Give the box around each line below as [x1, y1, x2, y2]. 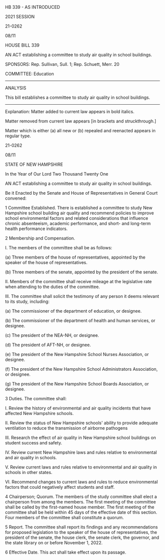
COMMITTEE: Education [5, 71, 54, 77]
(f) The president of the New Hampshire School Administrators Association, [5, 366, 158, 372]
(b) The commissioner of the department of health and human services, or [5, 318, 156, 324]
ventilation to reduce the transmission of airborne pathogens [5, 425, 128, 431]
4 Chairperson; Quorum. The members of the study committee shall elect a [5, 494, 157, 500]
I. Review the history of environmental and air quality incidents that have [5, 405, 151, 411]
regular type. [5, 133, 31, 139]
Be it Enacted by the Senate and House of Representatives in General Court [5, 190, 158, 196]
